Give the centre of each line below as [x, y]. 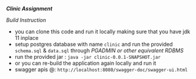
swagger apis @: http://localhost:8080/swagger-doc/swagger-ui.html [101, 69]
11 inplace [26, 38]
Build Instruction [26, 20]
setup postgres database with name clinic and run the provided [94, 44]
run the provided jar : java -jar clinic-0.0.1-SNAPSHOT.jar [88, 57]
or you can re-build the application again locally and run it [85, 63]
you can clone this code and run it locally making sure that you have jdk [102, 31]
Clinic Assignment [29, 9]
